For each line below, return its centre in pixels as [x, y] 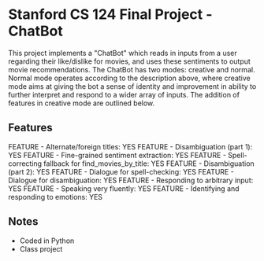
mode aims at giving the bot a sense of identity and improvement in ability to [132, 86]
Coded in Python [47, 241]
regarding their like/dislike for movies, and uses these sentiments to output [129, 61]
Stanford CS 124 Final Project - [110, 15]
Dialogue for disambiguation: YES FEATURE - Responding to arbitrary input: [131, 180]
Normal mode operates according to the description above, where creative [129, 78]
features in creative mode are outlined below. [82, 103]
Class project [41, 248]
